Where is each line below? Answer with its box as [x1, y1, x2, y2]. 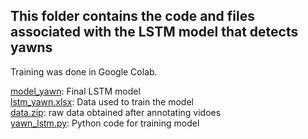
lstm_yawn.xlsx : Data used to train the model [10, 95, 194, 108]
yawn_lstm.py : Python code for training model [10, 117, 200, 129]
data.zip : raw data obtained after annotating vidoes [10, 106, 222, 118]
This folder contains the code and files [10, 8, 255, 25]
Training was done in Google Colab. [10, 65, 158, 78]
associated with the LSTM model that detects [10, 24, 299, 41]
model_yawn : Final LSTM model [10, 85, 141, 97]
